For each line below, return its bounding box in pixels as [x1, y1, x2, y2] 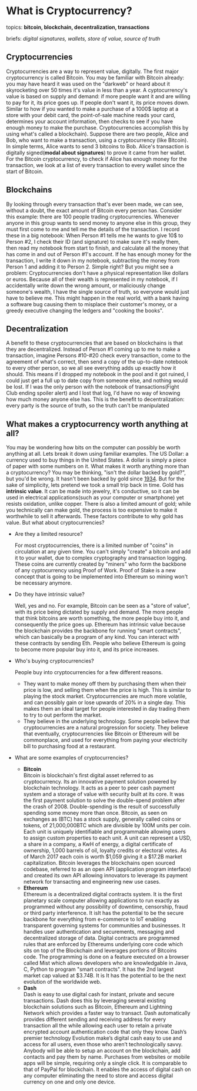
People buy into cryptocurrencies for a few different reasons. [14, 669, 163, 676]
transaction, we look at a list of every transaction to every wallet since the [6, 161, 185, 168]
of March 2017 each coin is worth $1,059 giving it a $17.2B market [23, 853, 182, 860]
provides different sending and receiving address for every [23, 1016, 166, 1023]
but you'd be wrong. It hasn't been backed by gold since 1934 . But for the [6, 475, 185, 482]
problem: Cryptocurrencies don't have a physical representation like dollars [6, 269, 189, 276]
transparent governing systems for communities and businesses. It [23, 922, 186, 929]
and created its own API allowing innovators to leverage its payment [23, 872, 188, 879]
